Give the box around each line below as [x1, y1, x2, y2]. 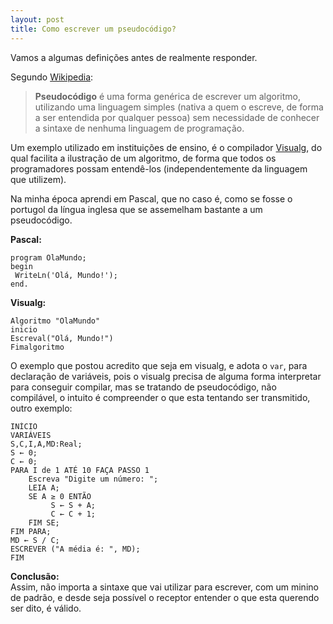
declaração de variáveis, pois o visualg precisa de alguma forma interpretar [10, 370, 322, 382]
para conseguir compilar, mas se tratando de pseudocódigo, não [10, 381, 277, 393]
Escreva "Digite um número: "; [28, 474, 159, 484]
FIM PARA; [10, 526, 52, 536]
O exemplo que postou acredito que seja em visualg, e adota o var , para [10, 359, 308, 371]
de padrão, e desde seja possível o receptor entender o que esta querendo [10, 591, 320, 603]
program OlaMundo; [10, 252, 87, 263]
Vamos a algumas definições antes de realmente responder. [10, 51, 258, 63]
